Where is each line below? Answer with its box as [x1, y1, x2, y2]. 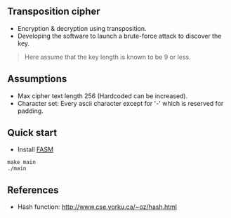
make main [7, 159, 37, 166]
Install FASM [17, 145, 54, 154]
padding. [17, 107, 44, 115]
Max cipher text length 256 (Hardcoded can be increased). [17, 91, 188, 100]
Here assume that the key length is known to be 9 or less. [24, 53, 191, 61]
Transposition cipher [7, 6, 100, 18]
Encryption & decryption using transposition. [17, 24, 147, 32]
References [7, 184, 59, 196]
